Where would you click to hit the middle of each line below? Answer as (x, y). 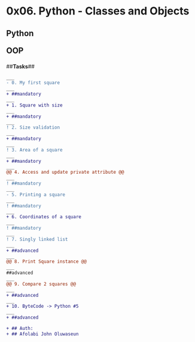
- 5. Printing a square (36, 194)
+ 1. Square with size (34, 105)
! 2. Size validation (33, 127)
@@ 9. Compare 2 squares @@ (41, 284)
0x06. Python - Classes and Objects (98, 11)
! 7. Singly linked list (37, 239)
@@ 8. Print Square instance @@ (46, 262)
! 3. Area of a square (34, 150)
